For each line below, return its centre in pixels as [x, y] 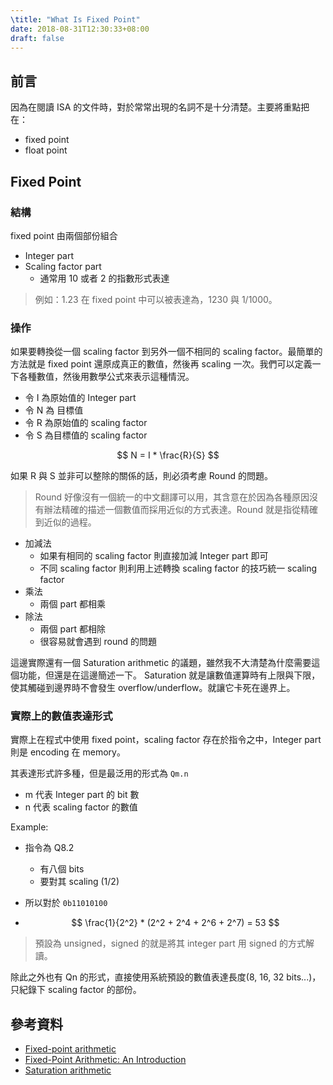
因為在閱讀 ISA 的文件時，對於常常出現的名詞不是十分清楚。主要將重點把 [160, 107]
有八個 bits [62, 869]
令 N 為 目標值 [54, 410]
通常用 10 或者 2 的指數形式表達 [104, 278]
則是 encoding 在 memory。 [68, 752]
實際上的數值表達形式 [61, 716]
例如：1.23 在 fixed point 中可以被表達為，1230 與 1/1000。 [156, 299]
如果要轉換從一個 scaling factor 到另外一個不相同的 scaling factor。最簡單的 [166, 352]
